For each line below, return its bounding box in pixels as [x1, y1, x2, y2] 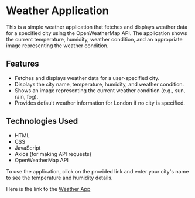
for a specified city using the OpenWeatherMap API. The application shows [6, 29, 187, 36]
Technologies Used [6, 116, 78, 126]
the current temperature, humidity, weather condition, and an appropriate [6, 36, 183, 43]
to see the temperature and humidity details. [6, 174, 113, 181]
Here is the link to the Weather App [6, 185, 91, 192]
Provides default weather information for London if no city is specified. [14, 99, 186, 106]
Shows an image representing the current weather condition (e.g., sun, [14, 86, 186, 94]
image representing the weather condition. [6, 42, 109, 49]
